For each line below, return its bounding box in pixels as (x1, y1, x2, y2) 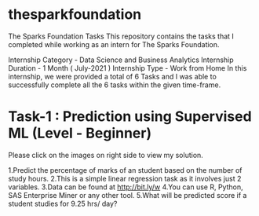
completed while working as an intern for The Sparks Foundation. (8, 39, 220, 49)
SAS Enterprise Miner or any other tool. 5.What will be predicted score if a (8, 190, 247, 200)
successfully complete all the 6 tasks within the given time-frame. (8, 80, 221, 90)
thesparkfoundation (8, 5, 142, 24)
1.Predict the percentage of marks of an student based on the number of (8, 165, 243, 174)
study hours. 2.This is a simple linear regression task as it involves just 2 (8, 174, 242, 183)
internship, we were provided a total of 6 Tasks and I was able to (8, 71, 217, 81)
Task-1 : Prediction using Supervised (8, 108, 253, 126)
